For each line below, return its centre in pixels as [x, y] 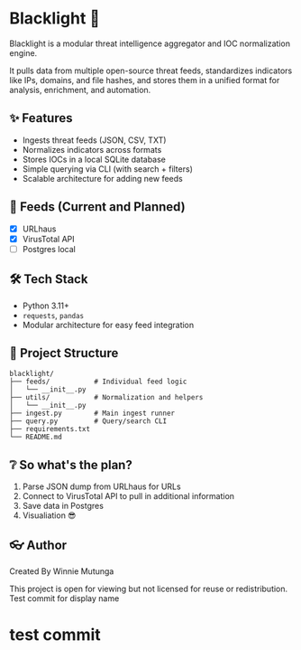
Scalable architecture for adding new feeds [102, 178]
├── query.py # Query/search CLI [88, 421]
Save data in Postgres [63, 506]
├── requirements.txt [50, 429]
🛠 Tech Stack [49, 279]
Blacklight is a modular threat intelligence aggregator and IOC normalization [150, 43]
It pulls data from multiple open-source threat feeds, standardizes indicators [151, 71]
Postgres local [49, 249]
